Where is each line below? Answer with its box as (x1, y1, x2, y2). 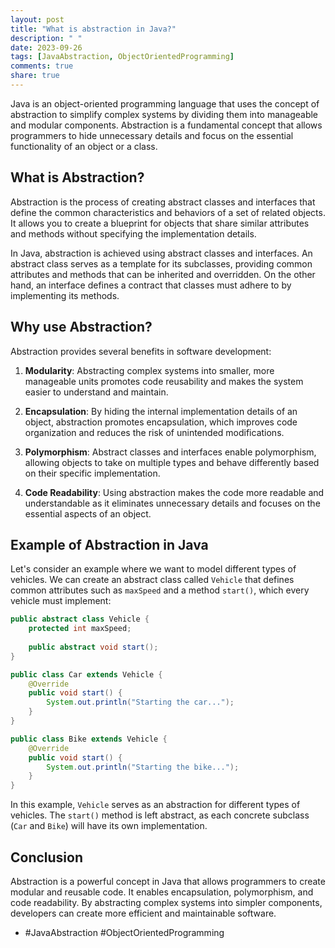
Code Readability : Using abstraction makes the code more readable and (24, 486, 325, 498)
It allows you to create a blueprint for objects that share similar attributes (10, 217, 310, 229)
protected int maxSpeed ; (28, 624, 132, 634)
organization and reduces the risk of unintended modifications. (24, 426, 285, 438)
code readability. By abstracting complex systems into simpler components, (10, 897, 323, 908)
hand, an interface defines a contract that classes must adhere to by (10, 279, 292, 291)
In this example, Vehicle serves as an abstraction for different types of (10, 799, 301, 811)
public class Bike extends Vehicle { (10, 734, 168, 744)
